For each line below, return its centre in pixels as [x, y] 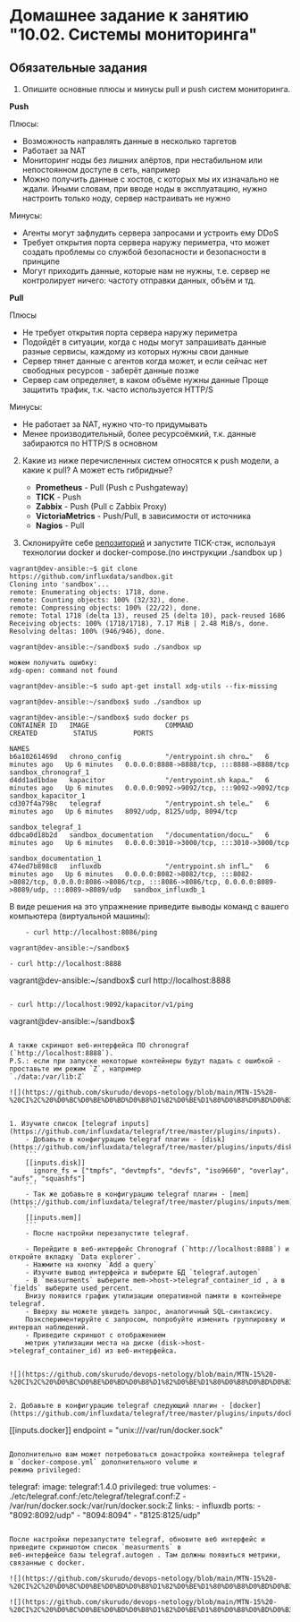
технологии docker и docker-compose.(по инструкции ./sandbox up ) [152, 552]
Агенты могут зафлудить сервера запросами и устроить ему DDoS [150, 233]
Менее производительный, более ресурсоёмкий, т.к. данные [139, 434]
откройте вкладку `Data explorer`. [75, 1257]
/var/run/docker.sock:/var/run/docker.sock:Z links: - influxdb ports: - [135, 1506]
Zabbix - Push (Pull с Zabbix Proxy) [101, 506]
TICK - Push [58, 497]
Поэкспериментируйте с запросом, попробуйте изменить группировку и [155, 1319]
